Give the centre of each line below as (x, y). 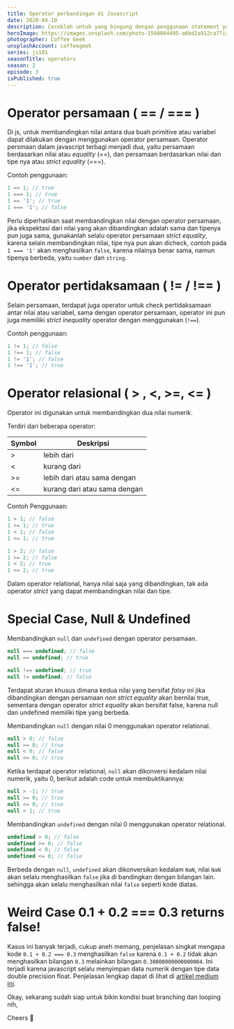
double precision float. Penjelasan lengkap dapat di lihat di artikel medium (113, 976)
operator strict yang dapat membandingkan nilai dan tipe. (89, 591)
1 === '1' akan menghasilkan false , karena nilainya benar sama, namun (111, 250)
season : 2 (22, 65)
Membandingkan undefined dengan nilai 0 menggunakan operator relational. (117, 824)
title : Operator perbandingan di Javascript (73, 14)
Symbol (24, 443)
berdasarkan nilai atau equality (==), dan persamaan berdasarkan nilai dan (114, 155)
